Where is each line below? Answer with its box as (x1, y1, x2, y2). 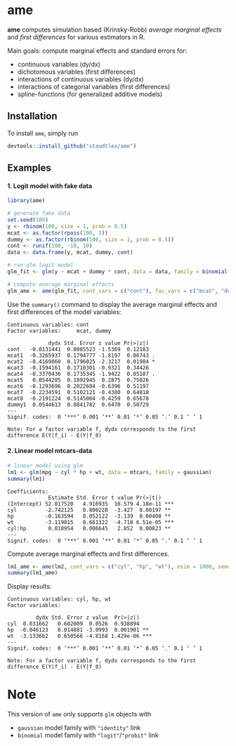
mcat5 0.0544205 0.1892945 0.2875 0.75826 (7, 377, 150, 384)
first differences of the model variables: (7, 308, 122, 316)
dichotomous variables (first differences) (17, 67, 136, 76)
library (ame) (7, 197, 46, 204)
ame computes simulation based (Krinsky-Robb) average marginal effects (7, 25, 222, 34)
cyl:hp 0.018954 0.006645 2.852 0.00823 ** (7, 525, 171, 532)
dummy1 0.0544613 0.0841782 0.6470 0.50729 (7, 401, 150, 408)
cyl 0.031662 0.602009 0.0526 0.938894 (7, 620, 140, 627)
